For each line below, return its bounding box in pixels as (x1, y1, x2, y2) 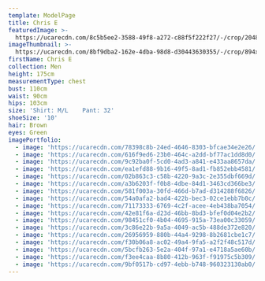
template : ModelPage (8, 11, 77, 20)
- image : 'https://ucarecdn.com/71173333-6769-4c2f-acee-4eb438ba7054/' (15, 202, 259, 209)
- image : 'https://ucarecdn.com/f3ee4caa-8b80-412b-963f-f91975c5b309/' (15, 253, 259, 261)
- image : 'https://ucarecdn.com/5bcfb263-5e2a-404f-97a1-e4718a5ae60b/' (15, 246, 259, 253)
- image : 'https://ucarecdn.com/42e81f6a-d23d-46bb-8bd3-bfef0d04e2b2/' (15, 209, 259, 217)
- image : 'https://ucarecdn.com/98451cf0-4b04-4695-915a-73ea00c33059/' (15, 216, 259, 224)
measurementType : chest (8, 77, 87, 85)
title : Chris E (8, 19, 58, 27)
